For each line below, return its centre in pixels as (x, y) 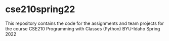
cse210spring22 (40, 9)
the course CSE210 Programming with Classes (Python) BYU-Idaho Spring (83, 28)
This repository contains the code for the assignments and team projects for (85, 23)
